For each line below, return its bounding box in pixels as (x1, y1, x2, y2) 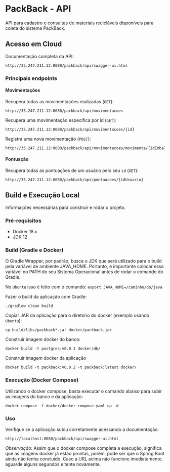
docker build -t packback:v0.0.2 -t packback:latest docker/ (5, 365, 137, 370)
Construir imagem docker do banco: (5, 336, 81, 342)
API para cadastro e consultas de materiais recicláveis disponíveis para (5, 20, 154, 26)
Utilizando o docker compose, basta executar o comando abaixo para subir (5, 388, 162, 394)
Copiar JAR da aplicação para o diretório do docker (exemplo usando (5, 312, 150, 319)
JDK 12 (12, 234, 28, 240)
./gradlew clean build (5, 304, 53, 309)
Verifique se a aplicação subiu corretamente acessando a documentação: (5, 426, 159, 433)
